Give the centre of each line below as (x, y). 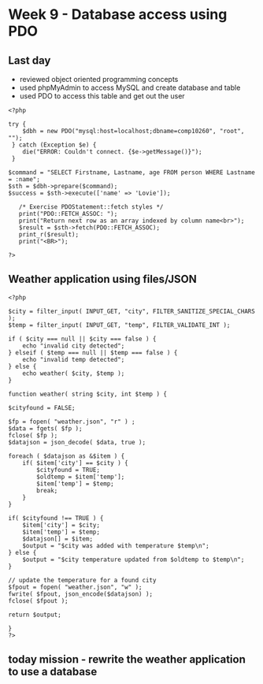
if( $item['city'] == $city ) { (75, 463)
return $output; (35, 615)
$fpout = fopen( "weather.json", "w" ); (76, 587)
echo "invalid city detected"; (74, 346)
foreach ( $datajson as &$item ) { (67, 456)
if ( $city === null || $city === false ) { (82, 339)
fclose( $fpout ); (38, 600)
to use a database (53, 672)
